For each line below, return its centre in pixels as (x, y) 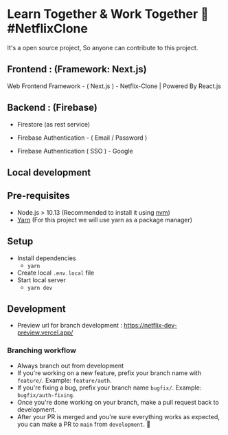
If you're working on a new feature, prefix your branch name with (109, 373)
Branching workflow (42, 350)
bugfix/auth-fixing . (46, 394)
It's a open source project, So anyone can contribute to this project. (103, 47)
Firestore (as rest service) (54, 124)
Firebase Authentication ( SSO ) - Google (75, 151)
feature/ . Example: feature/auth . (64, 380)
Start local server (42, 280)
